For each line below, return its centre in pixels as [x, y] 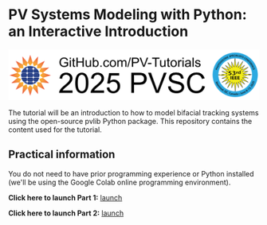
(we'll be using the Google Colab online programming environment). [120, 182]
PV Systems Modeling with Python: [128, 15]
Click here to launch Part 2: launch [66, 213]
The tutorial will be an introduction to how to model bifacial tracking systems [133, 112]
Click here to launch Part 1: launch [65, 197]
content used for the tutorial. [55, 130]
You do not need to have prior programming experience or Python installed [131, 173]
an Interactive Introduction [98, 31]
